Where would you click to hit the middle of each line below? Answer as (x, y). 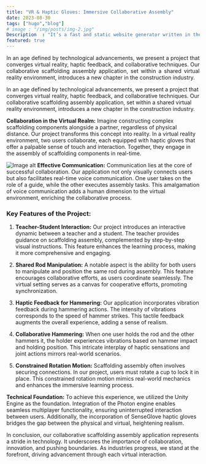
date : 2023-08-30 (29, 18)
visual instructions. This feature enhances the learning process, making (105, 246)
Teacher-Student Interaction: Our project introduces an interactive (100, 227)
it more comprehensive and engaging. (63, 253)
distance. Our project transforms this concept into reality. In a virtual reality (101, 134)
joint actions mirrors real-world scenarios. (68, 354)
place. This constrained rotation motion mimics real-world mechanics (103, 379)
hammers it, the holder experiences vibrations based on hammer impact (106, 341)
